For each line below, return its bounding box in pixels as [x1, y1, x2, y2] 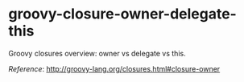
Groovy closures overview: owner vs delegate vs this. [8, 48, 187, 58]
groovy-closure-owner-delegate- [8, 5, 238, 23]
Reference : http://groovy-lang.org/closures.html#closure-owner [8, 64, 221, 73]
